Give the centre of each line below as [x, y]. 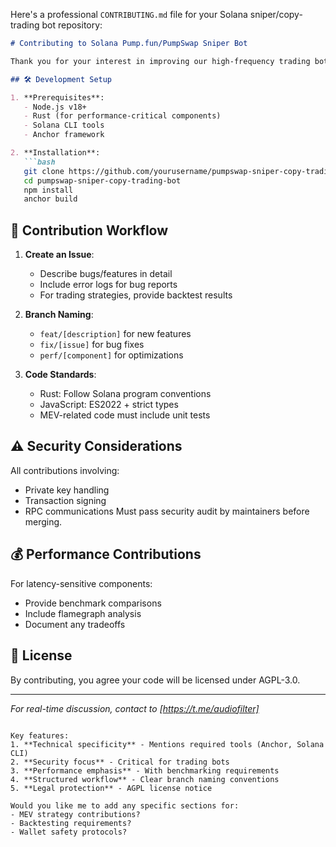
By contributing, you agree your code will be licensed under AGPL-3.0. [155, 680]
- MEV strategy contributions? [75, 814]
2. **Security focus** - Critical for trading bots [120, 762]
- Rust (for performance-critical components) [122, 116]
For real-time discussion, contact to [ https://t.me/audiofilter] [135, 708]
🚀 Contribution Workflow [89, 230]
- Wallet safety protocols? [69, 832]
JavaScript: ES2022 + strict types [109, 405]
